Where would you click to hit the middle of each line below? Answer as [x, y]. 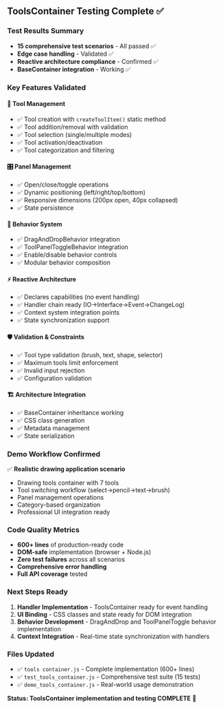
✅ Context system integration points [68, 313]
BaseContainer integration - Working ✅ [74, 69]
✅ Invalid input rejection [51, 370]
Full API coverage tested [52, 574]
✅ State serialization [46, 436]
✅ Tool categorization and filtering [66, 150]
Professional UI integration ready [63, 512]
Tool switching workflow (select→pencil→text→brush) [93, 490]
